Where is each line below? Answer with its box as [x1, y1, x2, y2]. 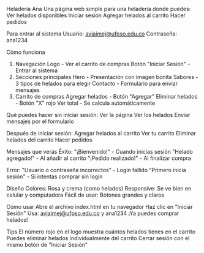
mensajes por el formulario [6, 118, 75, 125]
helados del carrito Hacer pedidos [6, 136, 93, 143]
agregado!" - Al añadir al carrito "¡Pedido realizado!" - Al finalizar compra [6, 154, 191, 162]
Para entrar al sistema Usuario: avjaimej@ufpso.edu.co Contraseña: [6, 30, 178, 37]
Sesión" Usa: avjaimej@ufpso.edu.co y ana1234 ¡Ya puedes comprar [6, 210, 179, 217]
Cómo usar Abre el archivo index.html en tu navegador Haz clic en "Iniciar [6, 203, 193, 210]
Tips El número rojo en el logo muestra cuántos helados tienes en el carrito [6, 228, 196, 235]
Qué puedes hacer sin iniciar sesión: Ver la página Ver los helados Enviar [6, 111, 191, 118]
